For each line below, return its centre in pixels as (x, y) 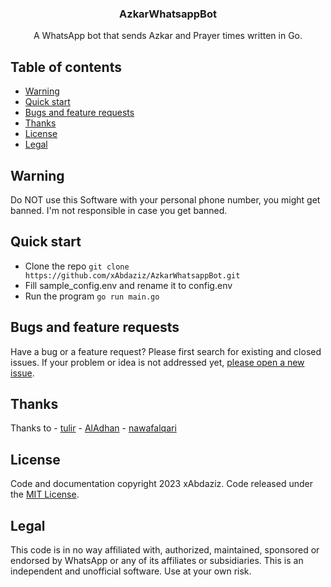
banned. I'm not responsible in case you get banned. (119, 210)
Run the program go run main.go (92, 296)
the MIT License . (45, 494)
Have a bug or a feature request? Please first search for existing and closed (166, 351)
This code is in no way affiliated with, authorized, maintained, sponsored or (165, 549)
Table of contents (66, 67)
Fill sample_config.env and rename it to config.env (128, 285)
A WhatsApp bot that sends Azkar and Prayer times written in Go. (168, 36)
